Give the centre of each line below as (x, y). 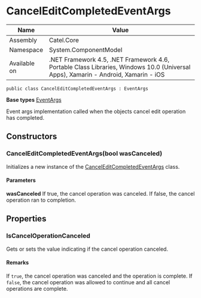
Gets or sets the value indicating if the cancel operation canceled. (87, 249)
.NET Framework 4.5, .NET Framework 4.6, (109, 59)
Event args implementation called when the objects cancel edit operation (96, 111)
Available (22, 63)
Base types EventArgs (34, 99)
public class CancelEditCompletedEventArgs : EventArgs (77, 89)
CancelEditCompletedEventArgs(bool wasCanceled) (84, 154)
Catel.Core (64, 40)
